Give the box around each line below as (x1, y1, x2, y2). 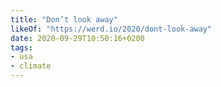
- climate (10, 61, 52, 71)
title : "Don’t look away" (10, 14, 118, 25)
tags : (10, 42, 33, 53)
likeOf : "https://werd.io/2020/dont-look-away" (10, 24, 213, 34)
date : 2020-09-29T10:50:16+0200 (10, 33, 145, 43)
